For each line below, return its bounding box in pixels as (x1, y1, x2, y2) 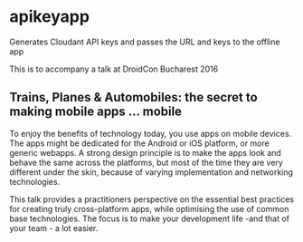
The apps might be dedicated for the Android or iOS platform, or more (9, 138, 270, 149)
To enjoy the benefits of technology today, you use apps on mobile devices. (9, 128, 292, 139)
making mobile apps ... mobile (9, 104, 183, 120)
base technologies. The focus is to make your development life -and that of (9, 213, 289, 224)
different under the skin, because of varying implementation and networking (9, 166, 294, 178)
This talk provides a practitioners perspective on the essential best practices (9, 193, 295, 205)
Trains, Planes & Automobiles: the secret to (9, 90, 258, 105)
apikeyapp (9, 6, 90, 27)
